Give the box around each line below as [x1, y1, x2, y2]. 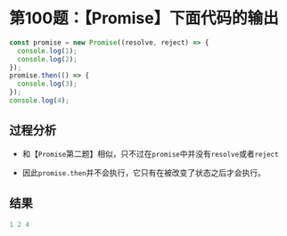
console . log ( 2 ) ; [17, 54, 78, 63]
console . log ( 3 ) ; [17, 79, 78, 89]
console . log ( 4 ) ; [9, 96, 70, 105]
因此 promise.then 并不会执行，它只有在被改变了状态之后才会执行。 [21, 167, 266, 178]
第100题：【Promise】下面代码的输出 [9, 8, 279, 28]
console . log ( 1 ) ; [17, 46, 78, 55]
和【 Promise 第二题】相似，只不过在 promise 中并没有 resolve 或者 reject [21, 148, 279, 159]
